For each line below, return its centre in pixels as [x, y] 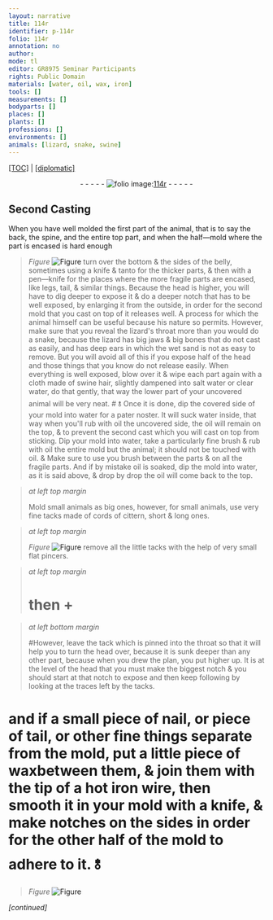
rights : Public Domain [47, 77]
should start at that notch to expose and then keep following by [134, 677]
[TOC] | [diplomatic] [42, 168]
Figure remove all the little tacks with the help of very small [143, 547]
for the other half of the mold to [116, 840]
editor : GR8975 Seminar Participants [72, 69]
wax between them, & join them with [132, 771]
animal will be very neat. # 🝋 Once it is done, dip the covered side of [142, 404]
